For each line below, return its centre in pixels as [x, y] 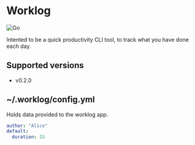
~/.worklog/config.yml [51, 100]
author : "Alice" [27, 126]
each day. [19, 46]
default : [17, 131]
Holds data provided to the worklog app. [57, 114]
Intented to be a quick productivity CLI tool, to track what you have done [97, 39]
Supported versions [45, 65]
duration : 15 [29, 137]
